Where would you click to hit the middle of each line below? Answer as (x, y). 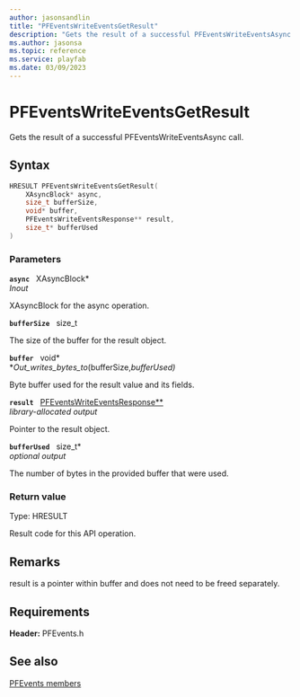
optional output (38, 456)
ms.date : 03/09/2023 (48, 68)
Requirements (49, 612)
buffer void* (35, 358)
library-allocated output (53, 412)
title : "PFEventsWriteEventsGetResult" (84, 26)
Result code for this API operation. (73, 534)
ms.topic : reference (48, 51)
